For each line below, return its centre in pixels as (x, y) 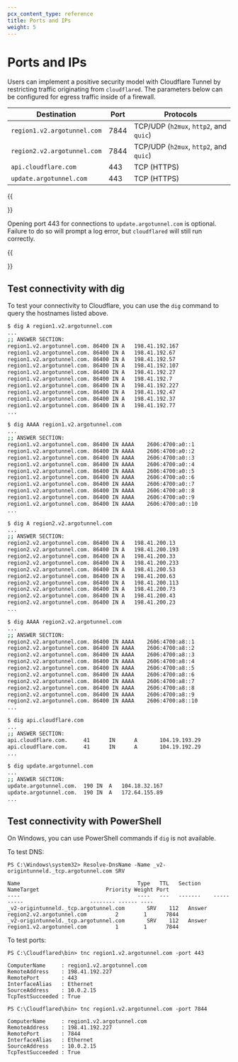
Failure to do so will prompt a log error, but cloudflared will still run (105, 231)
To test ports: (27, 940)
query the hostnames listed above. (58, 314)
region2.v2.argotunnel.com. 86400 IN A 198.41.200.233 (93, 563)
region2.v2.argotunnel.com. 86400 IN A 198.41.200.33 (91, 556)
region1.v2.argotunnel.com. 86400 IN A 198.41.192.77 (91, 405)
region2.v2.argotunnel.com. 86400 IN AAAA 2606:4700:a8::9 (101, 695)
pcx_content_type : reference (50, 14)
